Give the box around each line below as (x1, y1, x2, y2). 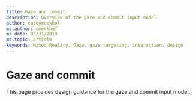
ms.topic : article (6, 37, 52, 43)
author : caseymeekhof (6, 20, 61, 26)
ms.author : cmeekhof (6, 25, 58, 32)
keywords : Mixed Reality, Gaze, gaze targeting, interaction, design (6, 43, 184, 49)
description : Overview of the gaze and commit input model (6, 14, 157, 20)
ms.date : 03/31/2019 (6, 31, 58, 37)
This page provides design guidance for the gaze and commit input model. (6, 88, 191, 95)
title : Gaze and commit (6, 8, 66, 15)
